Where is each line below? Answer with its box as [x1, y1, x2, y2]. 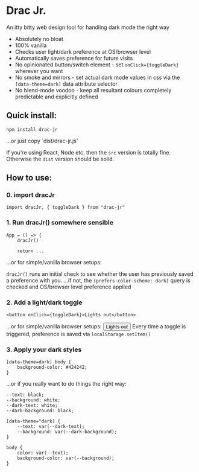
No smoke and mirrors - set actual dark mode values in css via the [14, 74, 180, 81]
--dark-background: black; [6, 408, 74, 414]
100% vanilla [14, 42, 47, 49]
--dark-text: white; [6, 403, 58, 409]
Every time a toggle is [132, 323, 186, 330]
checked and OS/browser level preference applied [6, 283, 131, 290]
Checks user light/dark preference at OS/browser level [14, 48, 151, 55]
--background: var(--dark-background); [17, 429, 118, 435]
